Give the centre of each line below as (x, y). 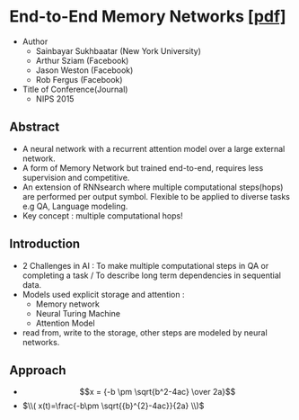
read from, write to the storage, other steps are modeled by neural (145, 332)
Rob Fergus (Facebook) (79, 79)
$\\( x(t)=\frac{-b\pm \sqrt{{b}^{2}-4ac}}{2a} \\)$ (113, 406)
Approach (38, 370)
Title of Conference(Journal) (75, 89)
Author (35, 41)
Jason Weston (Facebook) (84, 70)
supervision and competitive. (76, 177)
